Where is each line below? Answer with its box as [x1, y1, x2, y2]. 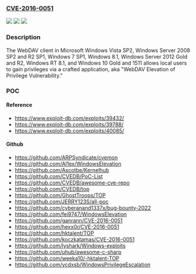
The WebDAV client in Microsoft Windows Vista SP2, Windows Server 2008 [6, 46, 191, 54]
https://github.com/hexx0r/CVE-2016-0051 [14, 223, 120, 230]
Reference [6, 101, 33, 109]
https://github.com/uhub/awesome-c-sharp [14, 248, 122, 256]
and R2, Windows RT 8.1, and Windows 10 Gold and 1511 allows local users [6, 59, 187, 66]
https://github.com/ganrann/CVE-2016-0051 [14, 216, 123, 224]
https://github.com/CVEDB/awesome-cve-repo [14, 179, 130, 186]
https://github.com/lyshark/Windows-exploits [14, 242, 126, 249]
